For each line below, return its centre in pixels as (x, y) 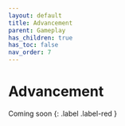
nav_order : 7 (30, 52)
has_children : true (41, 38)
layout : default (35, 15)
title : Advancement (41, 23)
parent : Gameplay (37, 30)
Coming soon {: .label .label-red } (63, 113)
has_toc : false (33, 45)
